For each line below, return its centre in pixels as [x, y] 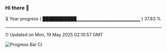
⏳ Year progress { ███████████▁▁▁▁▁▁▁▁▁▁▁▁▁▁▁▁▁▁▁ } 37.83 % [83, 19]
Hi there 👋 [17, 8]
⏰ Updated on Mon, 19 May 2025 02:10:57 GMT [54, 35]
